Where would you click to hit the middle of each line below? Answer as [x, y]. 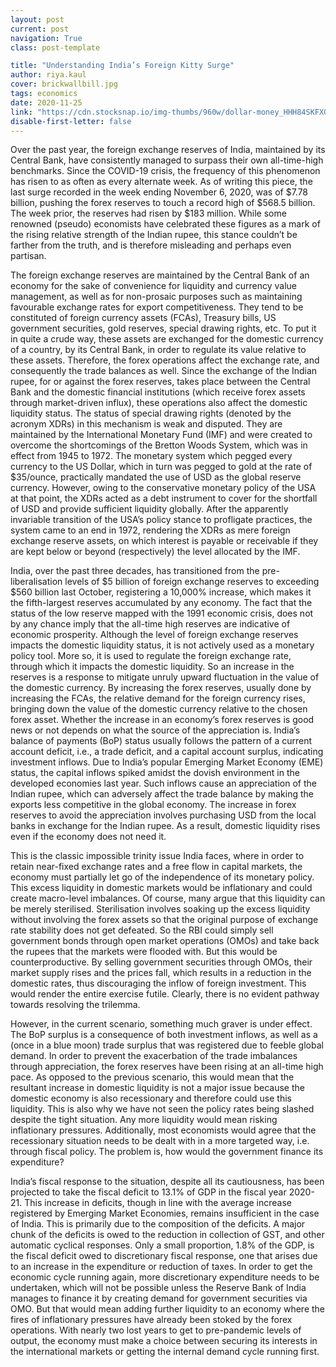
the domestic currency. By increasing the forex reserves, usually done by [161, 688]
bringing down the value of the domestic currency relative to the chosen [159, 709]
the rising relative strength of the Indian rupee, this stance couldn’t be [154, 235]
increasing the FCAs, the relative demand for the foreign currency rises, [158, 698]
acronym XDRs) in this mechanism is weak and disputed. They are [146, 424]
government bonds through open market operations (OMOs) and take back [165, 941]
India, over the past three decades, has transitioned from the [135, 571]
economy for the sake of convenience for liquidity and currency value [153, 286]
